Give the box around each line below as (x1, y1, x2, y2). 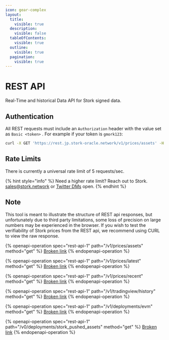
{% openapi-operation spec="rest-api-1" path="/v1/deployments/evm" (5, 303, 153, 309)
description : (10, 26, 37, 31)
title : (10, 17, 24, 22)
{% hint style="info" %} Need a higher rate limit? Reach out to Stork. (5, 178, 148, 184)
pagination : (10, 54, 35, 60)
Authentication (5, 112, 54, 121)
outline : (10, 45, 28, 50)
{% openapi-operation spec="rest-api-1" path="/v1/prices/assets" (5, 242, 143, 249)
